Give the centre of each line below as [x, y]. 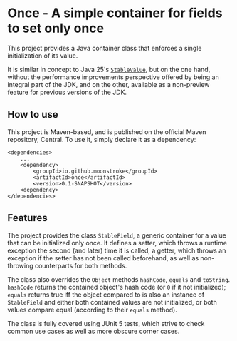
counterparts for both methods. [81, 265]
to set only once [56, 28]
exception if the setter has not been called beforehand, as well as [103, 258]
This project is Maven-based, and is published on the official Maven [107, 132]
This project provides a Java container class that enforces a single [105, 48]
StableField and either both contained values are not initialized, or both [112, 302]
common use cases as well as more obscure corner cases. [94, 331]
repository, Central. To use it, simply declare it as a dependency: [102, 139]
